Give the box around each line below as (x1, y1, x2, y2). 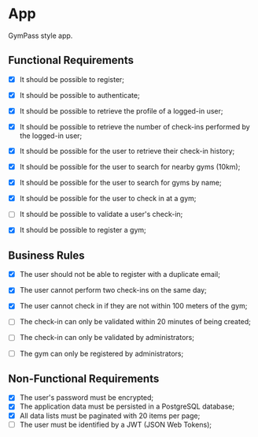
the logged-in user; (19, 131, 83, 140)
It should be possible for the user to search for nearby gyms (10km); (19, 162, 241, 172)
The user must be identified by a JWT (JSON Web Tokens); (19, 420, 212, 429)
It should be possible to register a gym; (19, 226, 147, 235)
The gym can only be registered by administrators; (19, 349, 184, 358)
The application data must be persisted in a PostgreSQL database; (19, 402, 234, 411)
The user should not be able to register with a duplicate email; (19, 270, 220, 279)
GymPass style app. (8, 31, 73, 40)
